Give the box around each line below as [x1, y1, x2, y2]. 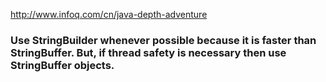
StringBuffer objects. [10, 58, 115, 72]
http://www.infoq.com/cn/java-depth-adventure [10, 9, 208, 20]
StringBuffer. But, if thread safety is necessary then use [10, 45, 287, 59]
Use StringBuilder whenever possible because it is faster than [10, 33, 317, 47]
